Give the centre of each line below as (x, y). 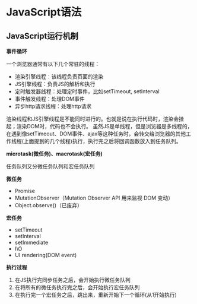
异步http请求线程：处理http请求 (53, 106)
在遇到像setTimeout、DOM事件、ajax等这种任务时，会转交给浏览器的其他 (96, 134)
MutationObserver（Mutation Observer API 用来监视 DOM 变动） (94, 198)
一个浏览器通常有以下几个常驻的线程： (53, 64)
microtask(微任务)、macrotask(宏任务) (54, 154)
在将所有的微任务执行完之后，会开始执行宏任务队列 (77, 287)
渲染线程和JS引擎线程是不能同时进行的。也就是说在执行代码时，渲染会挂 (95, 119)
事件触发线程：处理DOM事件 (50, 99)
